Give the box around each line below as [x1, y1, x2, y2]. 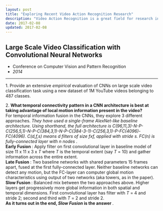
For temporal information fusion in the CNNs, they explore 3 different [5, 113, 143, 118]
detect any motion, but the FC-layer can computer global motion [5, 169, 134, 175]
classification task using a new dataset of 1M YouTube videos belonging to [5, 88, 154, 94]
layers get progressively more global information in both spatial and [5, 185, 140, 191]
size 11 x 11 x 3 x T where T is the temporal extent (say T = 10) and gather [5, 148, 151, 154]
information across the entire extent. [5, 154, 78, 160]
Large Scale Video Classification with [5, 43, 120, 51]
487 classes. [5, 93, 31, 98]
